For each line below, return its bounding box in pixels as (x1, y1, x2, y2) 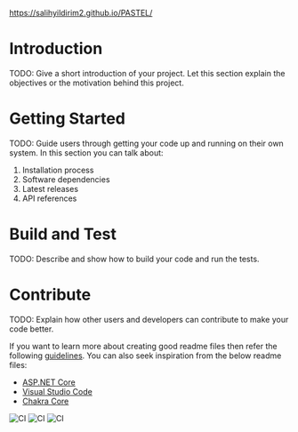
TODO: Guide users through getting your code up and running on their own (9, 138, 285, 148)
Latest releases (21, 183, 78, 194)
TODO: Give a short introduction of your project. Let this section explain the (9, 68, 286, 78)
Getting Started (9, 108, 126, 129)
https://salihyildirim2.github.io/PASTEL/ (9, 8, 153, 18)
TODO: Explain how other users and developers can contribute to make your (9, 314, 289, 324)
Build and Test (9, 224, 117, 244)
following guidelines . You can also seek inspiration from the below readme (9, 350, 282, 361)
